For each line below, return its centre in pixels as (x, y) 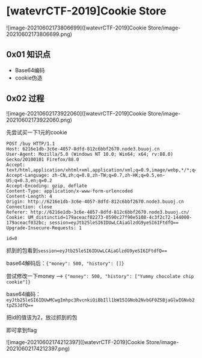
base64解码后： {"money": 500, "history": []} (65, 263)
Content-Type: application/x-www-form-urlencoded (70, 191)
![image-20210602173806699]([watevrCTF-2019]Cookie (76, 28)
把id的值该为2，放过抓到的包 (42, 317)
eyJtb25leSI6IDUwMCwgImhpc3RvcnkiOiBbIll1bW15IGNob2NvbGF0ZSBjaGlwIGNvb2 (101, 300)
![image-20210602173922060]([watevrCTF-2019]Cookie (76, 113)
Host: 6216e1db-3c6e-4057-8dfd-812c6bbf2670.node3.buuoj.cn (83, 149)
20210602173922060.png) (39, 120)
